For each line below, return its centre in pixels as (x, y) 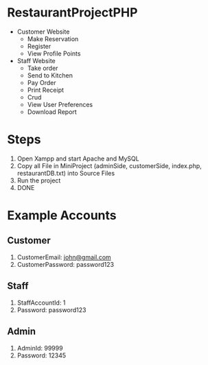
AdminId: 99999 (40, 348)
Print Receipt (45, 90)
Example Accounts (62, 216)
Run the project (39, 180)
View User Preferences (60, 104)
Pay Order (42, 82)
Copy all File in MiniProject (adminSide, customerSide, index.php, (109, 165)
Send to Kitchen (50, 75)
